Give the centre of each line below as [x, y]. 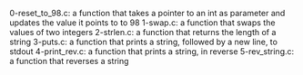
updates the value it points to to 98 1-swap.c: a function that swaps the [142, 23]
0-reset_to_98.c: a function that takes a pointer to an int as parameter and [147, 13]
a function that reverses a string [69, 61]
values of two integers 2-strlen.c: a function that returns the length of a [143, 32]
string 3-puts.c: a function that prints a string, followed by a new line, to [143, 42]
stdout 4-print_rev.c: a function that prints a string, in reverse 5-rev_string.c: [152, 52]
